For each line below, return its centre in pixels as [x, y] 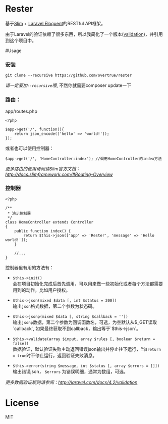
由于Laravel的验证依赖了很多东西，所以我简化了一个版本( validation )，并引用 [84, 34]
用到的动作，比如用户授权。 [41, 290]
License [22, 403]
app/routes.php [21, 111]
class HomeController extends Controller [49, 222]
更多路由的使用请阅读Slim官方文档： [43, 169]
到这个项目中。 [21, 40]
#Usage [13, 51]
